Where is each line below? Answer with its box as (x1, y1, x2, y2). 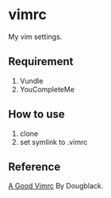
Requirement (8, 55, 74, 68)
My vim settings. (8, 32, 63, 41)
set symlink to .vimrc (19, 137, 88, 146)
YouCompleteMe (19, 84, 75, 94)
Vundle (19, 76, 44, 85)
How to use (8, 107, 65, 121)
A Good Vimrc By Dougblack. (8, 181, 104, 191)
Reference (8, 160, 61, 173)
